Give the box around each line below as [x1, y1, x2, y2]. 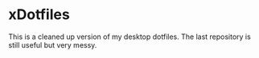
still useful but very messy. [8, 40, 97, 49]
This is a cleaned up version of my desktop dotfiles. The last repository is [8, 32, 251, 41]
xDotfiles [8, 6, 70, 24]
